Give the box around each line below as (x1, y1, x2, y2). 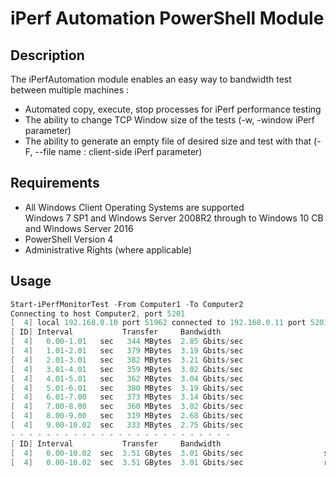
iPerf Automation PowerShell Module (10, 7, 325, 30)
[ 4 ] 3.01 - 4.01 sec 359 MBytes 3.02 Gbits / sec (10, 364, 244, 374)
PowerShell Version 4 (24, 233, 114, 245)
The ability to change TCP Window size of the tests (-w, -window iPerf (24, 114, 315, 126)
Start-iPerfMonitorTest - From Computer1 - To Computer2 (10, 299, 244, 309)
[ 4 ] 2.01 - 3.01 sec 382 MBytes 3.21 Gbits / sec (10, 355, 244, 365)
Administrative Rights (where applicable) (24, 243, 193, 256)
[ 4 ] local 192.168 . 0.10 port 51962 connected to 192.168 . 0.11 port (10, 318, 307, 328)
